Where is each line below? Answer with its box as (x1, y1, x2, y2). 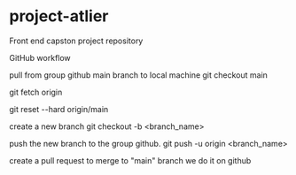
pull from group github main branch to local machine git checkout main (9, 69, 269, 80)
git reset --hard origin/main (9, 103, 109, 114)
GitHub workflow (9, 52, 71, 63)
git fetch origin (9, 87, 63, 97)
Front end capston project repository (9, 35, 144, 46)
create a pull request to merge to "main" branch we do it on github (9, 155, 252, 165)
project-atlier (9, 6, 109, 27)
